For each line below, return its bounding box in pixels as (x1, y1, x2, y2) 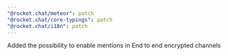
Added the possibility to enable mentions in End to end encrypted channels (7, 42, 221, 50)
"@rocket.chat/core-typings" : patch (7, 16, 113, 23)
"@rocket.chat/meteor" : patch (7, 10, 95, 17)
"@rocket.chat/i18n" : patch (7, 23, 88, 29)
